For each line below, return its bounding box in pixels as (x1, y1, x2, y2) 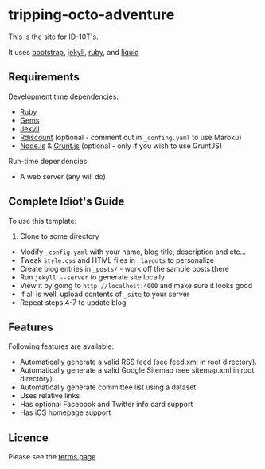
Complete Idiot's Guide (8, 195, 125, 209)
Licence (8, 431, 49, 444)
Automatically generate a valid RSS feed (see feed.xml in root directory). (19, 357, 257, 367)
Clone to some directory (19, 231, 99, 240)
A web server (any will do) (19, 171, 106, 181)
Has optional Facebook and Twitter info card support (19, 400, 193, 409)
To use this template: (8, 216, 77, 225)
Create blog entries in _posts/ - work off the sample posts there (19, 264, 229, 273)
